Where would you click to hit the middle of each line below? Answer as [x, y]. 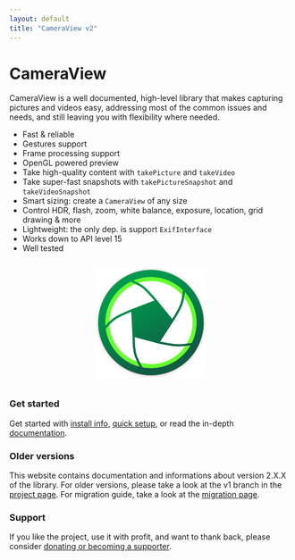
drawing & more [51, 220]
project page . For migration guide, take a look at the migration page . [135, 495]
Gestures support [55, 144]
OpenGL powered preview [70, 163]
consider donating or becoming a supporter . [90, 547]
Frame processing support [71, 154]
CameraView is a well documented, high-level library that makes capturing [146, 98]
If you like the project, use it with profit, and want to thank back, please [140, 537]
